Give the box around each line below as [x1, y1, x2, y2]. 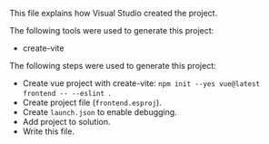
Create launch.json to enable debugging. [22, 107, 177, 117]
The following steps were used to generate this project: [9, 61, 216, 71]
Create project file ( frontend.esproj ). [22, 97, 162, 108]
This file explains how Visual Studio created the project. [9, 8, 218, 18]
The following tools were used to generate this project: [9, 25, 214, 35]
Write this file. [22, 126, 75, 137]
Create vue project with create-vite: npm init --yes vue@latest [22, 78, 261, 89]
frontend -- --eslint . [22, 88, 112, 98]
